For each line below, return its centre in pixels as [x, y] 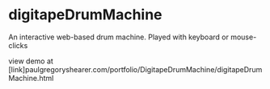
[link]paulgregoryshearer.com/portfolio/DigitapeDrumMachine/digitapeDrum [135, 69]
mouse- [243, 37]
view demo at [31, 61]
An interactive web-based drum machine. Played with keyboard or [118, 37]
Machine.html [31, 78]
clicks [18, 45]
